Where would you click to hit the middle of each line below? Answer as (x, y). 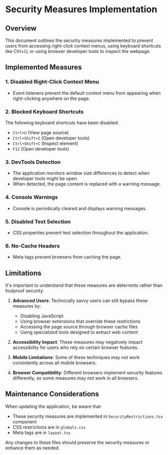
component (25, 421)
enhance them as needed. (32, 448)
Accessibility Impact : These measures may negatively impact (78, 342)
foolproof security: (25, 290)
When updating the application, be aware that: (54, 406)
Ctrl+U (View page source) (41, 132)
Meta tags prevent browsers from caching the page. (67, 257)
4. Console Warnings (32, 197)
